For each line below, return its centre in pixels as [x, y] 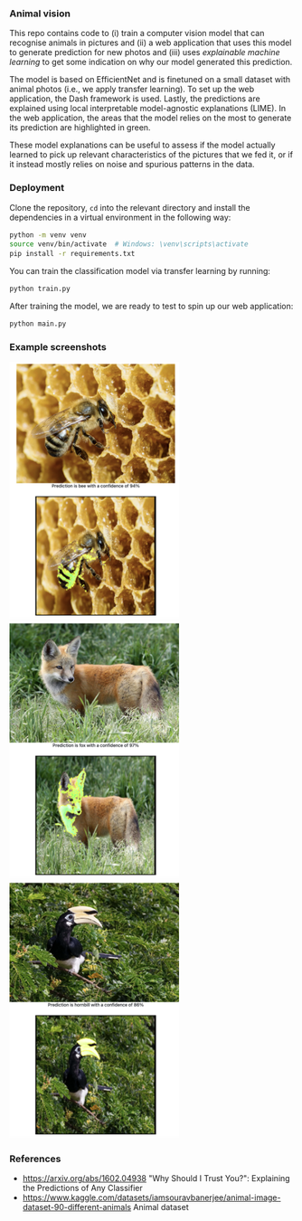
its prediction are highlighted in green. [80, 128]
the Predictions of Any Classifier [82, 1188]
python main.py [38, 324]
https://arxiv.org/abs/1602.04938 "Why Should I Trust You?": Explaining [156, 1178]
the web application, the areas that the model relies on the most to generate [151, 118]
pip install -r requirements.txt [72, 254]
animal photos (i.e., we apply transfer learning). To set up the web [132, 90]
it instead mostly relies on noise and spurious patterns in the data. [132, 165]
